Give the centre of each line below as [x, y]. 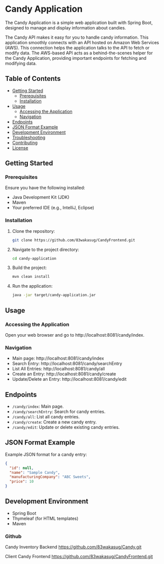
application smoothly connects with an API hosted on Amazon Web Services [82, 42]
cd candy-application [34, 258]
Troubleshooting [29, 137]
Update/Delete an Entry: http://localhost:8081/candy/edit [69, 379]
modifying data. [21, 63]
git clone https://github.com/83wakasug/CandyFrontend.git [74, 240]
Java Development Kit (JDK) [41, 197]
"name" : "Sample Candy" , [35, 472]
